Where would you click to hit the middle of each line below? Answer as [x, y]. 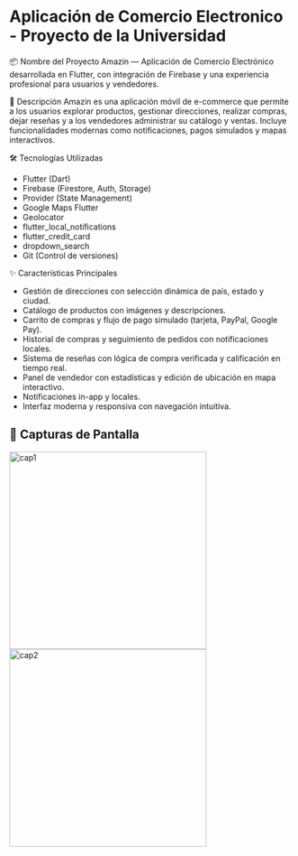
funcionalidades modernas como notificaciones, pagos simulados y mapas [148, 130]
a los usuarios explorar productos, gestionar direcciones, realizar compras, [149, 111]
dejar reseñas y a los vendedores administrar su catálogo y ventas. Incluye [148, 120]
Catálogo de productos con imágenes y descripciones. [124, 310]
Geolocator [43, 217]
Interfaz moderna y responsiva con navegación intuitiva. [126, 406]
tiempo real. [45, 368]
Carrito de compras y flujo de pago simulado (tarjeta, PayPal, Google [150, 320]
